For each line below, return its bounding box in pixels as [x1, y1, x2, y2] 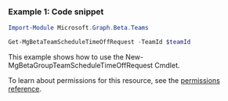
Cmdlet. [154, 61, 180, 70]
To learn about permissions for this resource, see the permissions [8, 76, 221, 85]
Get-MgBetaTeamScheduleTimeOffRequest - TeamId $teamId [8, 38, 191, 46]
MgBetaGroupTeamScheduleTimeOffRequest [8, 61, 154, 70]
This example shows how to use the [8, 52, 124, 62]
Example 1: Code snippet [8, 6, 104, 17]
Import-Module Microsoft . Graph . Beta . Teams [8, 24, 149, 32]
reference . [8, 85, 42, 94]
